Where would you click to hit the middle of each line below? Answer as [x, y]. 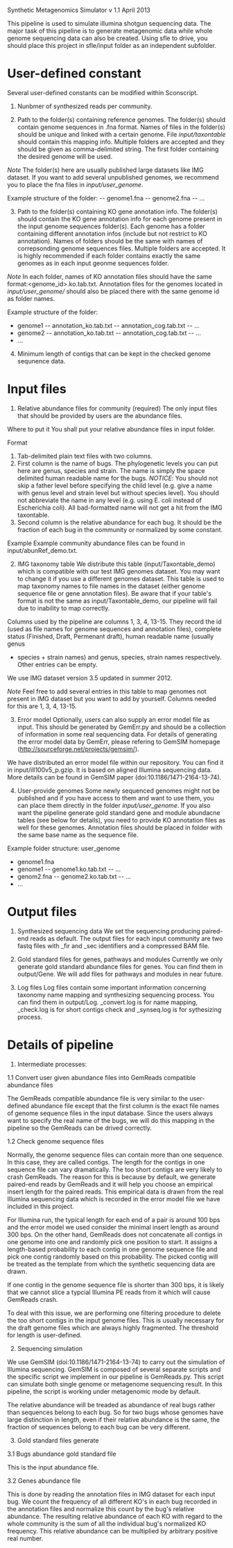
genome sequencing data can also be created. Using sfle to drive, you [107, 38]
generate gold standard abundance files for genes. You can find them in [120, 966]
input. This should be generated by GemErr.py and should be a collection [121, 727]
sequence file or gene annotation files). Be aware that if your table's [114, 593]
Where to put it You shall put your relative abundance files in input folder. [111, 429]
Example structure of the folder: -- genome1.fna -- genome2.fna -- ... [106, 198]
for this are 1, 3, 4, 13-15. [42, 706]
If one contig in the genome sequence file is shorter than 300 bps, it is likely [116, 1284]
